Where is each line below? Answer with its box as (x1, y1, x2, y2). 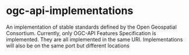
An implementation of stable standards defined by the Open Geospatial (6, 23, 177, 30)
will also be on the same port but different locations (6, 42, 130, 49)
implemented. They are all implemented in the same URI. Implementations (6, 36, 183, 43)
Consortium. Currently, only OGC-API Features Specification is (6, 29, 156, 36)
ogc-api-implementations (6, 4, 134, 18)
